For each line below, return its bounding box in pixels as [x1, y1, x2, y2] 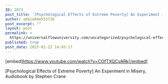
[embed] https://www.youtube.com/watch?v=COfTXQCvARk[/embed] [5, 58, 148, 64]
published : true [5, 40, 39, 45]
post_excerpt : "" [5, 21, 41, 26]
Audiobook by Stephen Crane [5, 73, 66, 79]
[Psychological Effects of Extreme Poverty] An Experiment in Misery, [5, 68, 146, 74]
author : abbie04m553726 [5, 16, 55, 21]
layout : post [5, 26, 32, 31]
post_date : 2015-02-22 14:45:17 [5, 44, 72, 49]
